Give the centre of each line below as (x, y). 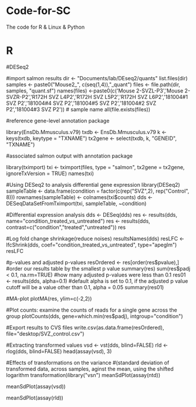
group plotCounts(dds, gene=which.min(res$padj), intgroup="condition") (94, 316)
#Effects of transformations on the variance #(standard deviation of (88, 362)
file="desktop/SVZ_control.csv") (45, 334)
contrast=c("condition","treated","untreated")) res (66, 227)
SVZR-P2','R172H (27, 97)
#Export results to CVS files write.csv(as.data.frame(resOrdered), (85, 327)
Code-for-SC (38, 11)
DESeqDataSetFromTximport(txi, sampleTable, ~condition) (76, 203)
